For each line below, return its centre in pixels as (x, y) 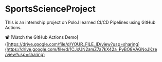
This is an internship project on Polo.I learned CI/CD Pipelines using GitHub (80, 22)
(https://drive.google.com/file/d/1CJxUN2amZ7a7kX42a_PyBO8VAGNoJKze (81, 49)
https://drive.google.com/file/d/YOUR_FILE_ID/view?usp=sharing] (74, 44)
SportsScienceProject (50, 9)
